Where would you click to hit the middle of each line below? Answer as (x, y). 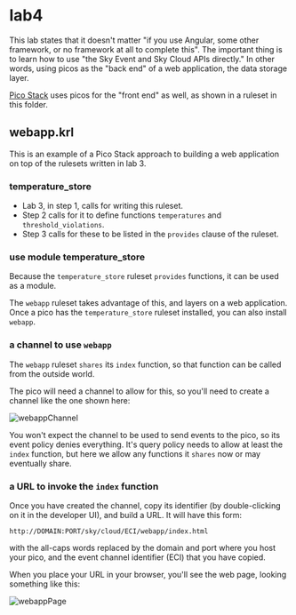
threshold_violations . (63, 225)
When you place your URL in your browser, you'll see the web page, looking (148, 574)
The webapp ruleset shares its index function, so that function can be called (145, 364)
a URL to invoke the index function (84, 486)
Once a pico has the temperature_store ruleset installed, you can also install (148, 313)
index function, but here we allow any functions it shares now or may (135, 453)
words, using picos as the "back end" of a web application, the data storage (148, 68)
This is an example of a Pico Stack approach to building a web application (144, 154)
